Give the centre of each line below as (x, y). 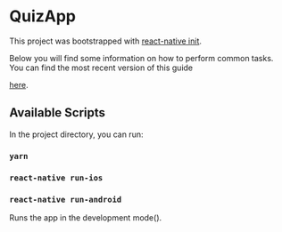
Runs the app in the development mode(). (86, 217)
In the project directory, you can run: (76, 134)
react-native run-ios (56, 178)
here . (19, 84)
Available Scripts (57, 113)
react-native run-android (66, 199)
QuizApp (43, 16)
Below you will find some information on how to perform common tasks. (141, 58)
